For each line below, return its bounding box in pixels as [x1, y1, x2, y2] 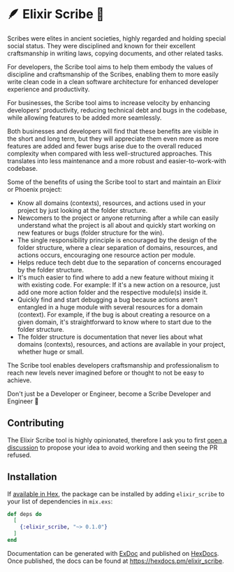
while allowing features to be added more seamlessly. [7, 113, 162, 122]
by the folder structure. [17, 265, 84, 274]
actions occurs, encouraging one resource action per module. [17, 251, 196, 259]
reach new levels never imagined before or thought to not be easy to [7, 368, 205, 377]
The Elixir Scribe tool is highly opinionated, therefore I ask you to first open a [7, 435, 228, 444]
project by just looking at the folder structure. [17, 206, 148, 214]
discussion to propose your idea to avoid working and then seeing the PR [7, 443, 218, 452]
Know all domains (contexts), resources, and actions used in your [17, 198, 206, 207]
